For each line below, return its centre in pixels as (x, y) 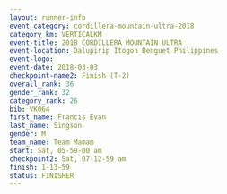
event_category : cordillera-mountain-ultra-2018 (102, 26)
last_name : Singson (46, 126)
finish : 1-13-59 (39, 167)
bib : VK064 (30, 109)
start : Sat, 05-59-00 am (56, 150)
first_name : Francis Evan (57, 117)
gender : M (28, 134)
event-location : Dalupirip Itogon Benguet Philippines (114, 51)
